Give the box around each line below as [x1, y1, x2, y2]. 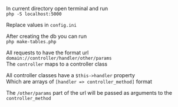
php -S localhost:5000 [6, 11, 62, 17]
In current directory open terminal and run [6, 5, 108, 12]
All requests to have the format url [6, 49, 89, 56]
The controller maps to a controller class [6, 61, 108, 67]
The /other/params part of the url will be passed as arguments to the [6, 89, 173, 96]
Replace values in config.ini [6, 22, 77, 28]
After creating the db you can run [6, 33, 87, 40]
